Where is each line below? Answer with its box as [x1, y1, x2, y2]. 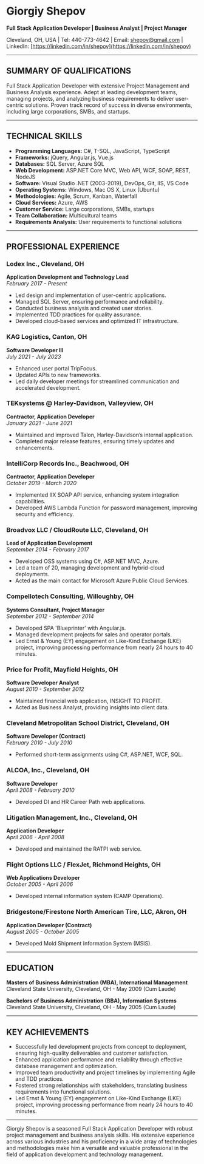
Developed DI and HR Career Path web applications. [15, 798, 146, 805]
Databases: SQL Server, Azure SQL [15, 160, 104, 168]
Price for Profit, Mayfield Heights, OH [6, 665, 118, 673]
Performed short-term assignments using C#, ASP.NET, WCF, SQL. [15, 751, 183, 758]
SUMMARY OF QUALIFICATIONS [6, 66, 132, 77]
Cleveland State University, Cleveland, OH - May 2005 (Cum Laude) [6, 1004, 176, 1011]
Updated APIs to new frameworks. [15, 371, 101, 378]
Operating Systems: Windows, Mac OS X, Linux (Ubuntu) [15, 186, 160, 193]
